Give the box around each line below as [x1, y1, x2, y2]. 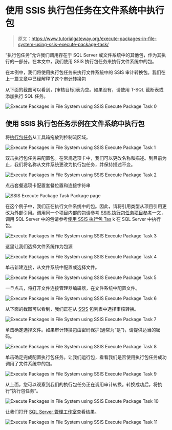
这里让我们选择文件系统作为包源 [5, 243, 73, 249]
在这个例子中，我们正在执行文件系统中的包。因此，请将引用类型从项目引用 [5, 203, 162, 209]
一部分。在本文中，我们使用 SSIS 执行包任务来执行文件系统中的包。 [14, 58, 157, 64]
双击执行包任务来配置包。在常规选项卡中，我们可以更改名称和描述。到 [5, 155, 154, 161]
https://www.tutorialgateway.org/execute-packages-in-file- [31, 35, 157, 42]
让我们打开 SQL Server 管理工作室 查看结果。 [5, 408, 100, 415]
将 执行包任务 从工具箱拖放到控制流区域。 [5, 134, 91, 140]
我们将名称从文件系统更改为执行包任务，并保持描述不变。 [14, 161, 136, 167]
